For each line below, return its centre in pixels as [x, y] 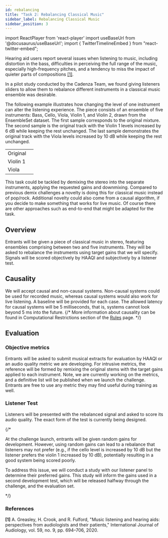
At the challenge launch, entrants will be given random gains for [71, 439]
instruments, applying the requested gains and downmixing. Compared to [81, 187]
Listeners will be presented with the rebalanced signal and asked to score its [84, 414]
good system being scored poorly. [41, 460]
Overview [21, 230]
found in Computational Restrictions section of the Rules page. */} [73, 317]
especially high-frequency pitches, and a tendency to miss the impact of [80, 69]
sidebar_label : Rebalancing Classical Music [52, 19]
